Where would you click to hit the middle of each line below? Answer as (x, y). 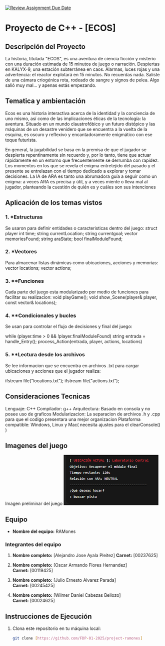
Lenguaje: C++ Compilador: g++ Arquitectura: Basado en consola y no (78, 408)
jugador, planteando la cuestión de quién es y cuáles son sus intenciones (80, 187)
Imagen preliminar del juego (34, 504)
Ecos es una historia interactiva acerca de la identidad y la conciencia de (80, 113)
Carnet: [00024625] (33, 601)
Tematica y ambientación (45, 101)
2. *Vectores (21, 252)
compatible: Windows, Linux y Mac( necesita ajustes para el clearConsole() (83, 424)
